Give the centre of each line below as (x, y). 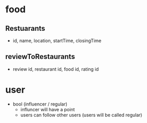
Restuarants (25, 28)
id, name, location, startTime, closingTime (57, 40)
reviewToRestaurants (40, 57)
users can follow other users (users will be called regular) (81, 115)
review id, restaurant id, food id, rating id (56, 69)
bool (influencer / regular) (40, 104)
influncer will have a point (48, 109)
